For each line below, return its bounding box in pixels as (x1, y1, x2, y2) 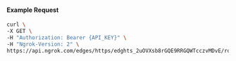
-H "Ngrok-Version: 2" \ (6, 41, 80, 48)
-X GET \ (6, 28, 32, 35)
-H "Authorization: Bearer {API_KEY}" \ (6, 34, 128, 41)
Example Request (6, 6, 59, 14)
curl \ (6, 21, 26, 28)
